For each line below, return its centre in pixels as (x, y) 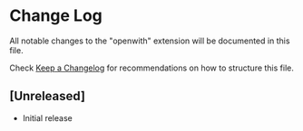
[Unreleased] (48, 96)
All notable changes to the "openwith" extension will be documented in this (150, 41)
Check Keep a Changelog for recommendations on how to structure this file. (152, 68)
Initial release (47, 117)
